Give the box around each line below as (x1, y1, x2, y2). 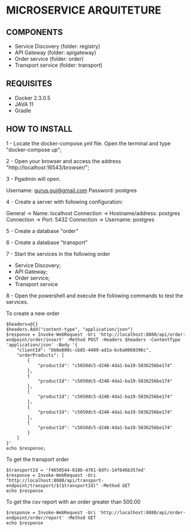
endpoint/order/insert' (6, 336, 65, 343)
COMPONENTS (6, 27, 63, 37)
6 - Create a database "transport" (6, 239, 88, 246)
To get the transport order (6, 456, 70, 463)
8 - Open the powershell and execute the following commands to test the (6, 292, 184, 299)
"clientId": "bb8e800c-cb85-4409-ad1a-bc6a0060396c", (17, 347, 152, 353)
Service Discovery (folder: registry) (14, 43, 101, 50)
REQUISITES (6, 79, 52, 89)
